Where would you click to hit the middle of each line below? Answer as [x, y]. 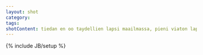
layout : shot [22, 12]
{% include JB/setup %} [36, 46]
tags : [12, 23]
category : [18, 18]
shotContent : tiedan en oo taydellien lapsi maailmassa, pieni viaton [97, 29]
